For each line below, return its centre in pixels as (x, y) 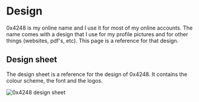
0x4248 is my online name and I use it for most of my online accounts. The (99, 28)
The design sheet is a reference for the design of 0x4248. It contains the (97, 74)
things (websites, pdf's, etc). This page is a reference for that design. (93, 40)
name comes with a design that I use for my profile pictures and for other (97, 34)
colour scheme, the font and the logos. (54, 80)
